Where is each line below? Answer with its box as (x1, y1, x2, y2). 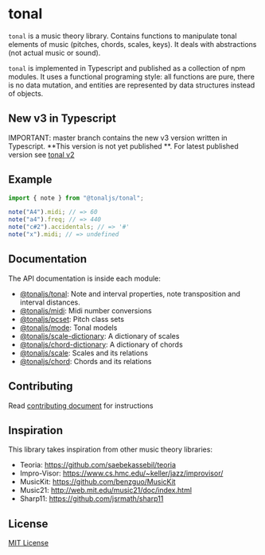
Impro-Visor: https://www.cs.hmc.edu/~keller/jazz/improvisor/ (19, 468, 224, 478)
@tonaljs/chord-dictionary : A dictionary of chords (19, 340, 183, 349)
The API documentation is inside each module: (8, 274, 162, 283)
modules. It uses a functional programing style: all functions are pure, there (8, 72, 255, 81)
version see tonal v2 (8, 149, 75, 159)
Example (8, 173, 53, 187)
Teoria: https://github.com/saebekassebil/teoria (19, 460, 177, 470)
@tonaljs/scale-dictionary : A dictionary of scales (19, 331, 180, 340)
